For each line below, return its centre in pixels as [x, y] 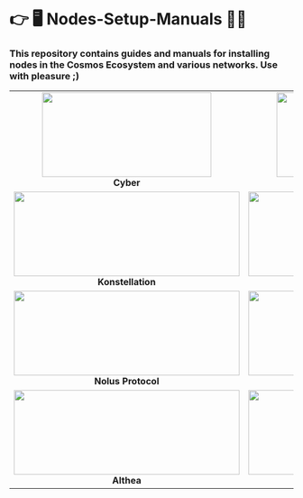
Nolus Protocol [127, 382]
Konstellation [127, 282]
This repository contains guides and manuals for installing [140, 54]
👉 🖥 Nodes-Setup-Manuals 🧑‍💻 [128, 19]
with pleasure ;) [44, 77]
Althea [127, 481]
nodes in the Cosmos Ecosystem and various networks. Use [143, 65]
